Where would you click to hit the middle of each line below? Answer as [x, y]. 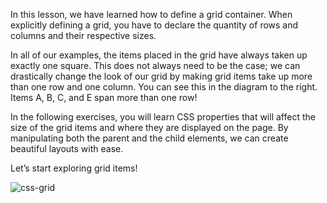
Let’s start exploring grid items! [74, 168]
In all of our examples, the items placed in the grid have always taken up [159, 55]
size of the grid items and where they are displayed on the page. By [149, 127]
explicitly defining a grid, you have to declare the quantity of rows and [154, 25]
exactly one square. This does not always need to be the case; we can [155, 65]
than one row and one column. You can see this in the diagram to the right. [164, 87]
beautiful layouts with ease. [67, 148]
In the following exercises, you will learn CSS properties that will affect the [163, 117]
